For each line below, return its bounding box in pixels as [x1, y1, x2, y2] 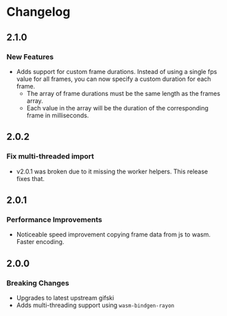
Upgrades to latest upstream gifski [16, 293, 115, 302]
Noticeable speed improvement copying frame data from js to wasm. [16, 230, 211, 239]
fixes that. [16, 174, 45, 182]
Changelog [6, 4, 71, 20]
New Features [6, 52, 54, 62]
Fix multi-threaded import [6, 151, 95, 161]
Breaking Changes [6, 278, 70, 288]
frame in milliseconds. [26, 111, 89, 119]
